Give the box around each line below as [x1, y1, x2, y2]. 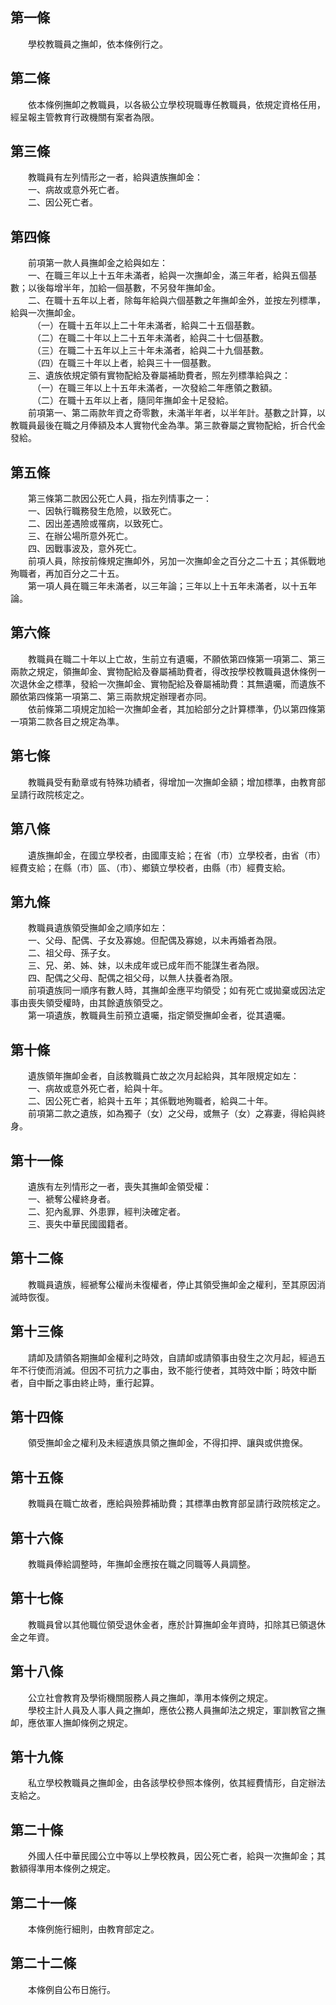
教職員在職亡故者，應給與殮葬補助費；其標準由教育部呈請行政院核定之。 [27, 1498, 326, 1510]
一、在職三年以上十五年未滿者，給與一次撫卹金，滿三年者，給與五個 [27, 269, 308, 282]
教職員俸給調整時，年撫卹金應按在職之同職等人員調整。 [27, 1558, 256, 1570]
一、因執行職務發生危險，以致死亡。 [27, 505, 177, 517]
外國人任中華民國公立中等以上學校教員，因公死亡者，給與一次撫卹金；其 [27, 1850, 326, 1862]
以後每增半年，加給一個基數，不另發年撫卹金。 [27, 282, 221, 294]
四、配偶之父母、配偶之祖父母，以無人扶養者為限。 [27, 972, 238, 984]
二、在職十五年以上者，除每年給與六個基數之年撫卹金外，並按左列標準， [27, 294, 326, 307]
